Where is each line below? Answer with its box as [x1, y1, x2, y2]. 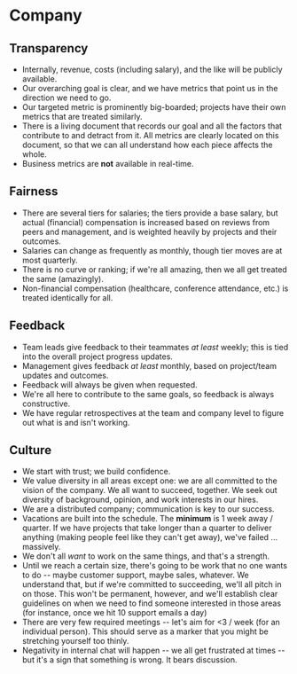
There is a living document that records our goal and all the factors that [21, 121, 282, 131]
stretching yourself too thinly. [21, 636, 129, 647]
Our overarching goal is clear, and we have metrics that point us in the [21, 83, 278, 93]
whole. [21, 149, 47, 160]
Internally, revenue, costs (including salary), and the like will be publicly [21, 64, 283, 74]
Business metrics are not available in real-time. [21, 159, 194, 168]
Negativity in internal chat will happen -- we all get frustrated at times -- [21, 645, 285, 656]
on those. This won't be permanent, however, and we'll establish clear [21, 589, 278, 600]
